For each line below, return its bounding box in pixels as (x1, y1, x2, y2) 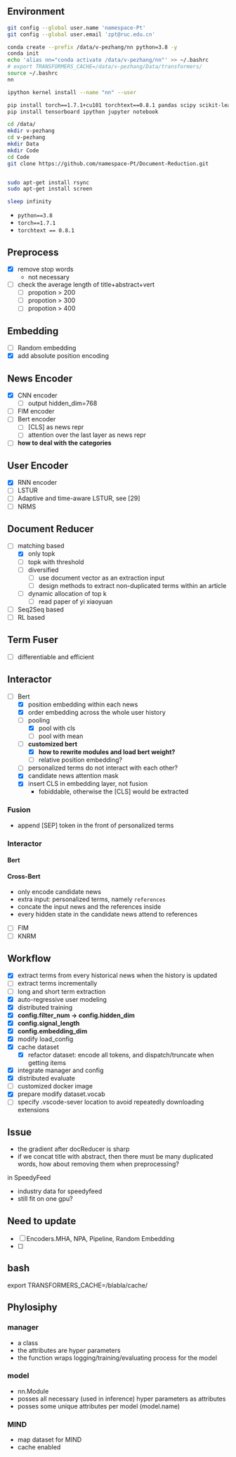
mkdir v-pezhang (7, 127, 55, 134)
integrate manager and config (17, 1066, 104, 1075)
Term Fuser (7, 634, 58, 646)
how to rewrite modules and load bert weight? (38, 748, 176, 756)
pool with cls (38, 724, 76, 732)
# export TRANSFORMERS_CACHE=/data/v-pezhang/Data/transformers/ (7, 63, 202, 70)
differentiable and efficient (17, 652, 95, 661)
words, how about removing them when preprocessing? (17, 1160, 179, 1169)
